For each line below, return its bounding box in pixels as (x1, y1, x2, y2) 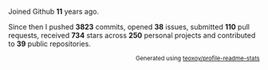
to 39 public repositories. (8, 39, 92, 49)
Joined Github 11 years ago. (8, 7, 100, 16)
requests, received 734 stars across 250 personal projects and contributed (8, 31, 256, 40)
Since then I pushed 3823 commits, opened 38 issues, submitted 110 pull (8, 22, 250, 31)
